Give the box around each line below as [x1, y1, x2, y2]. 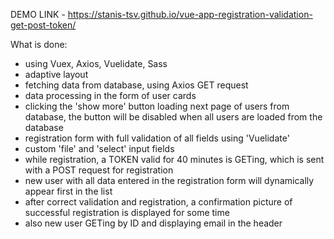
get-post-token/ [10, 19, 77, 31]
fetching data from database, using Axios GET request [24, 79, 249, 91]
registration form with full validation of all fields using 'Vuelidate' [24, 132, 290, 144]
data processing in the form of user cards [24, 90, 197, 101]
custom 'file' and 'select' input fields [24, 143, 175, 154]
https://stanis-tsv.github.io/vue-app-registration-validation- [67, 9, 313, 20]
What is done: [10, 39, 68, 50]
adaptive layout [24, 69, 89, 80]
